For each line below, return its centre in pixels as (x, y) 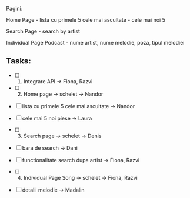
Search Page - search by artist (43, 31)
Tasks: (19, 61)
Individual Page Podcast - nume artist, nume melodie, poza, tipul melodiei (95, 43)
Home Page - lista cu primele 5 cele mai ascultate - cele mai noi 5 (86, 20)
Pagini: (14, 9)
